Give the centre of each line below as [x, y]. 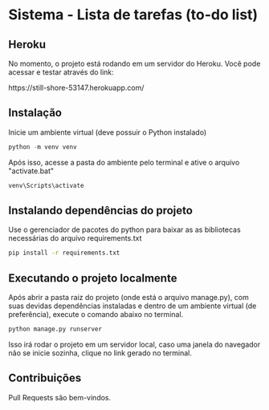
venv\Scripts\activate [46, 185]
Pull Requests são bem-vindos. [60, 397]
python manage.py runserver [55, 329]
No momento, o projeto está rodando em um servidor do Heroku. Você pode [134, 63]
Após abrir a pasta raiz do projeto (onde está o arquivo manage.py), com [128, 298]
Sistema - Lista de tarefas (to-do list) [133, 15]
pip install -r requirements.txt [64, 253]
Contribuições [45, 378]
